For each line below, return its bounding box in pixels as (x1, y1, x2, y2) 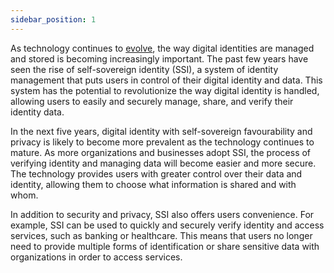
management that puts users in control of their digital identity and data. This (10, 74, 323, 86)
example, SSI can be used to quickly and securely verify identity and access (10, 219, 325, 231)
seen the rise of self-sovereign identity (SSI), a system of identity (10, 63, 279, 75)
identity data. (10, 106, 65, 118)
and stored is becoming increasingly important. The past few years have (10, 52, 309, 65)
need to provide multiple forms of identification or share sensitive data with (10, 240, 320, 252)
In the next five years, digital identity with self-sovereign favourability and (10, 125, 313, 137)
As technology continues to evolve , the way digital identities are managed (10, 42, 315, 54)
